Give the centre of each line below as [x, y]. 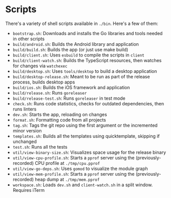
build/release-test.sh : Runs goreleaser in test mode [69, 98]
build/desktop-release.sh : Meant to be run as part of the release [81, 76]
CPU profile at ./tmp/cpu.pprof [68, 163]
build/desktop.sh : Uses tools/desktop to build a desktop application [85, 71]
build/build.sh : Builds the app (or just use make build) [70, 49]
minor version [27, 130]
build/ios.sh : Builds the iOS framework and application [71, 87]
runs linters [25, 109]
